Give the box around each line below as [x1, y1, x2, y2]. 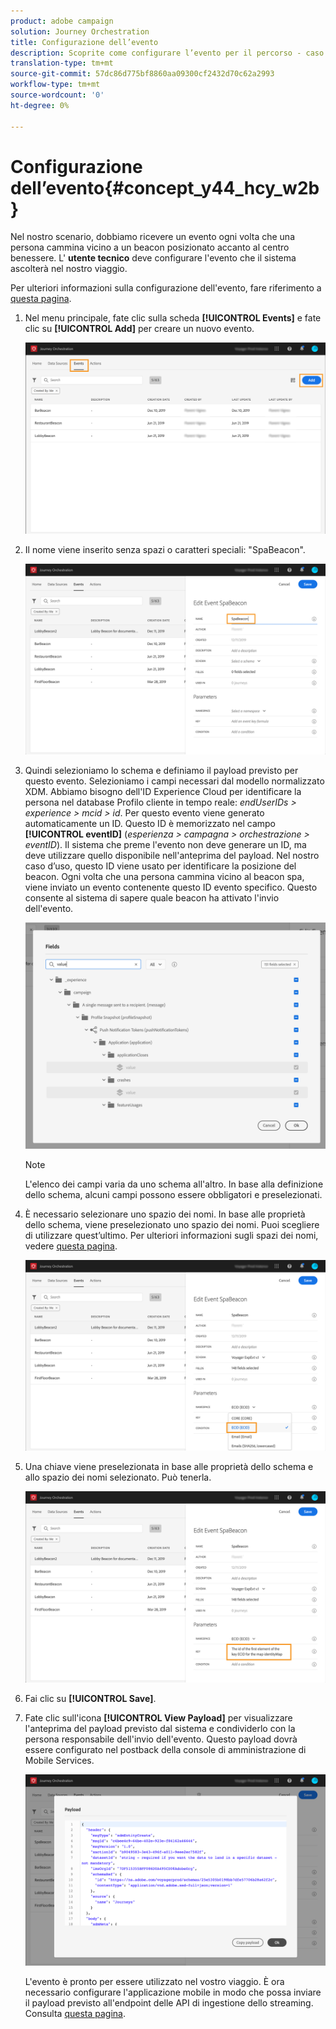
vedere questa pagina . [24, 1240, 118, 1252]
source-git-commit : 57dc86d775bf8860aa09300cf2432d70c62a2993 [10, 69, 275, 79]
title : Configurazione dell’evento [10, 37, 159, 47]
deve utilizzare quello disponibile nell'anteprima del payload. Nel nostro [24, 850, 320, 862]
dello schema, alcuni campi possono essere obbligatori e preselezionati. [24, 1188, 323, 1200]
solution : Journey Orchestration [10, 26, 150, 37]
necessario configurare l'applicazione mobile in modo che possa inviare [24, 1986, 322, 1998]
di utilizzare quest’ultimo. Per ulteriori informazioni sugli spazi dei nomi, [24, 1229, 319, 1241]
